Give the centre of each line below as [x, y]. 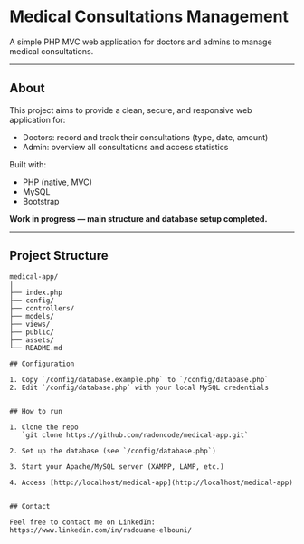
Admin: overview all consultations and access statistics [125, 147]
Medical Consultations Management [149, 17]
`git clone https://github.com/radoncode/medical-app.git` [135, 435]
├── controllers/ [42, 308]
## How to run [36, 411]
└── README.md [36, 348]
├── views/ [30, 324]
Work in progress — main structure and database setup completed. [138, 218]
